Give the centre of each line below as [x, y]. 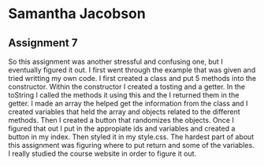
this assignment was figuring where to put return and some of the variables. [131, 145]
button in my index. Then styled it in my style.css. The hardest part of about [131, 137]
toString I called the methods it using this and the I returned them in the [124, 95]
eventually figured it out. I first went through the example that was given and [132, 70]
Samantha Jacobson [77, 14]
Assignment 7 [43, 43]
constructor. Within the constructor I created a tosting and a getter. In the [127, 87]
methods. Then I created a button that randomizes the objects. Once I [121, 120]
